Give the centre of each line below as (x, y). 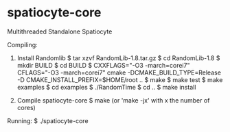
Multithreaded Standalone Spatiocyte (60, 31)
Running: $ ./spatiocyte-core (48, 120)
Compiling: (22, 44)
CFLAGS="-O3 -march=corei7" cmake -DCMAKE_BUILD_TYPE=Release (119, 72)
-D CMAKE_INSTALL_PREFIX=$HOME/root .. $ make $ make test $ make (120, 79)
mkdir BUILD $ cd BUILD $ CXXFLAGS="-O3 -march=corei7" (103, 65)
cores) (26, 107)
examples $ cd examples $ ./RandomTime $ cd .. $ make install (106, 87)
